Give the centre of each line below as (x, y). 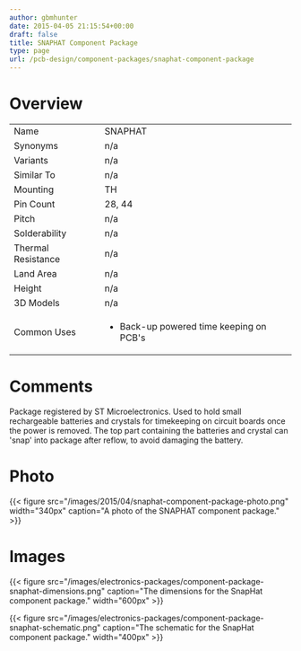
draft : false (34, 34)
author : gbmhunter (43, 18)
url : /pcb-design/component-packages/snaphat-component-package (132, 59)
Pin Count (34, 204)
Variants (31, 160)
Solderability (40, 233)
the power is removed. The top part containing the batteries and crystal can (149, 430)
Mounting (34, 189)
